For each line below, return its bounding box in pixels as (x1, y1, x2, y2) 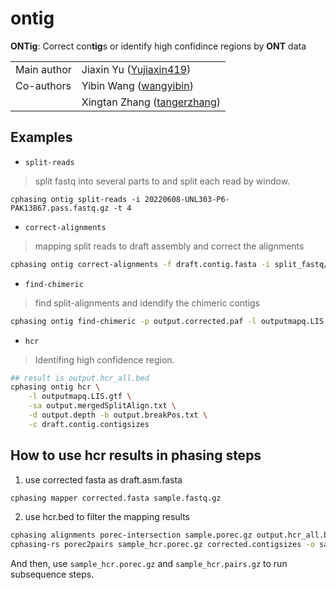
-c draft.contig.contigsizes (28, 419, 150, 429)
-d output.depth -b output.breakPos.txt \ (28, 410, 208, 420)
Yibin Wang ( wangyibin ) (81, 78, 194, 92)
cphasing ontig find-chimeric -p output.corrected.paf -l (10, 316, 257, 326)
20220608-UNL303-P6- (144, 194, 230, 204)
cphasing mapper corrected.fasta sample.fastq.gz (10, 493, 222, 503)
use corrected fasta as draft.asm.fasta (24, 473, 183, 486)
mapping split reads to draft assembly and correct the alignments (34, 240, 305, 252)
